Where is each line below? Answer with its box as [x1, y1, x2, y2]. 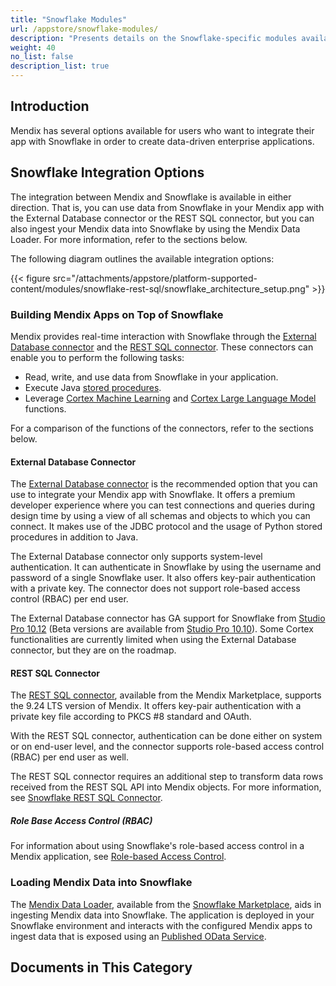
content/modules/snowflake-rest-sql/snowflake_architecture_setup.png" [10, 282, 310, 295]
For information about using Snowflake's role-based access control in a [10, 840, 305, 852]
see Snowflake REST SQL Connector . [10, 792, 163, 804]
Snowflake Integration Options [10, 164, 205, 181]
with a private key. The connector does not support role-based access [10, 582, 301, 595]
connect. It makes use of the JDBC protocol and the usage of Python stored [10, 521, 323, 533]
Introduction [10, 98, 90, 115]
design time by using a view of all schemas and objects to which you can [10, 510, 311, 522]
